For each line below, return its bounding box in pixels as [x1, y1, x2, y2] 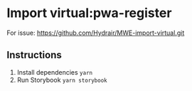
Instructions [6, 49, 62, 61]
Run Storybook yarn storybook [16, 75, 107, 84]
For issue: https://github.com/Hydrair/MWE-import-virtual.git [6, 28, 185, 37]
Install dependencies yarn [16, 68, 93, 76]
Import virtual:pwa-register [6, 5, 172, 21]
